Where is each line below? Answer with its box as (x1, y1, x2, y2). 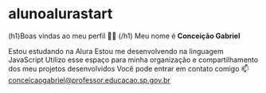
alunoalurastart (8, 5, 113, 23)
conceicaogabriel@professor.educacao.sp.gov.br (8, 75, 171, 84)
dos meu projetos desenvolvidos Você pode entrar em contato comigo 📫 (8, 64, 249, 73)
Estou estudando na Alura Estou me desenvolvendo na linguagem (8, 46, 225, 56)
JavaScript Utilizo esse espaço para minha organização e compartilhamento (8, 55, 259, 64)
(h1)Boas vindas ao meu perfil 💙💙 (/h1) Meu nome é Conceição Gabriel (8, 31, 241, 41)
